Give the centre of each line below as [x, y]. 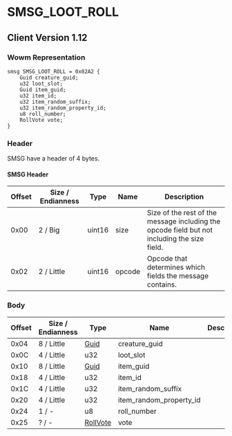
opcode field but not [180, 230]
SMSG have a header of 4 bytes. [54, 158]
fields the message [178, 276]
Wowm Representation [46, 57]
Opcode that [167, 259]
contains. [162, 284]
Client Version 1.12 [47, 38]
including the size [176, 239]
